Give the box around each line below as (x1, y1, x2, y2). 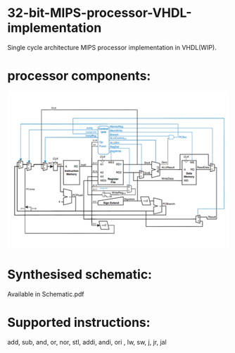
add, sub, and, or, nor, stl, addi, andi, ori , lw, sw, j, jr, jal (7, 338, 167, 347)
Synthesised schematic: (7, 266, 153, 283)
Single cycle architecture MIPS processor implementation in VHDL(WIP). (7, 43, 217, 51)
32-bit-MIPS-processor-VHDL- (7, 5, 192, 21)
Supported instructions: (7, 315, 151, 330)
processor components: (7, 68, 151, 84)
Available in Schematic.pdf (7, 290, 84, 299)
